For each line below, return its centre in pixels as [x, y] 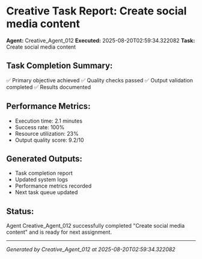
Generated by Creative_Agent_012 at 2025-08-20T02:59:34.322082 [91, 249]
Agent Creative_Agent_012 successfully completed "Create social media [96, 226]
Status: [20, 211]
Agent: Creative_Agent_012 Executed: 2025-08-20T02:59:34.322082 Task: [101, 40]
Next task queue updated [46, 192]
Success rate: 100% [40, 127]
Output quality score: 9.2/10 [49, 140]
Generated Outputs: [44, 158]
